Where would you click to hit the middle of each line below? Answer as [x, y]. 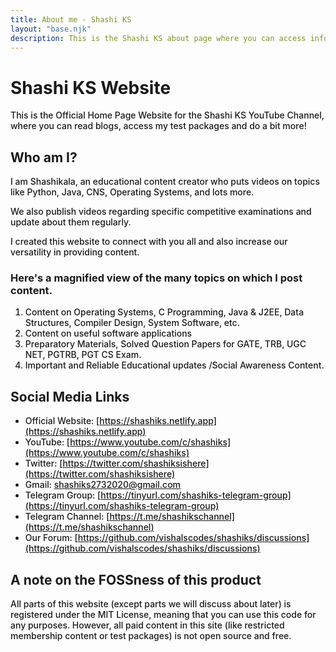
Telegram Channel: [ [67, 517]
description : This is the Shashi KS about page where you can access [158, 38]
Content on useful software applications [108, 333]
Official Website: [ [62, 421]
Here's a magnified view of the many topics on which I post [156, 278]
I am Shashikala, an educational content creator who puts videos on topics [165, 182]
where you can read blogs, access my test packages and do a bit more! [158, 126]
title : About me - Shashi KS [71, 19]
